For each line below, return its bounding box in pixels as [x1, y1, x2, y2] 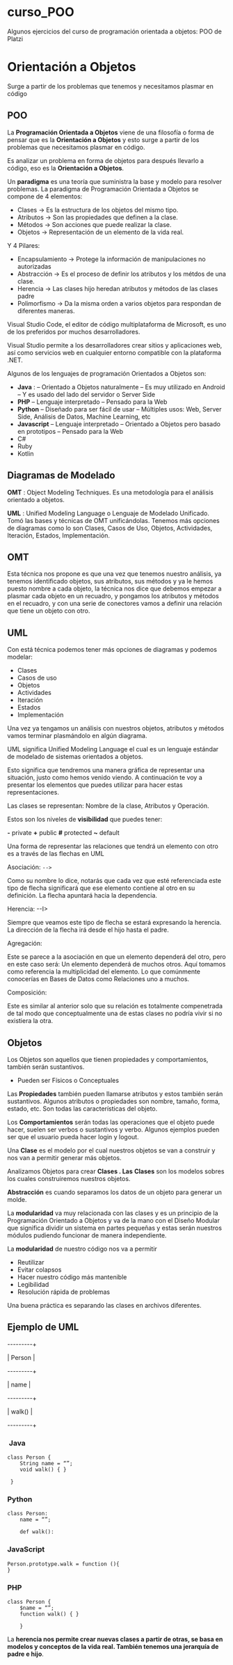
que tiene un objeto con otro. [7, 607, 90, 615]
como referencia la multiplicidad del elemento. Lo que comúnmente [7, 967, 200, 976]
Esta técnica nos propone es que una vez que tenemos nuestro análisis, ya [7, 570, 222, 578]
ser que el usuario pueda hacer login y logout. [7, 1132, 139, 1141]
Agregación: [7, 939, 42, 948]
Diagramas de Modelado [7, 469, 115, 481]
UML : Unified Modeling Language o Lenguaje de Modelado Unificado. [7, 509, 210, 517]
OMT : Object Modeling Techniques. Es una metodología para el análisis [7, 488, 214, 497]
